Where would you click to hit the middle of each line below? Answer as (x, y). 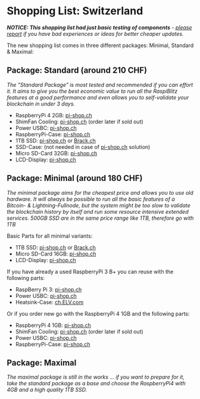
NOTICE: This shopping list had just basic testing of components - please (99, 27)
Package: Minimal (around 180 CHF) (75, 178)
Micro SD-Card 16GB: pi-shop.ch (56, 254)
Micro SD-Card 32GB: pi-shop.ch (56, 153)
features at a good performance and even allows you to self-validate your (98, 97)
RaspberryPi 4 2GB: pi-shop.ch (54, 115)
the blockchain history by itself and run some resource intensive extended (98, 211)
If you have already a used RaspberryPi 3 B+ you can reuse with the (90, 272)
